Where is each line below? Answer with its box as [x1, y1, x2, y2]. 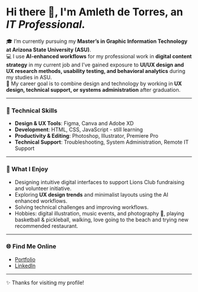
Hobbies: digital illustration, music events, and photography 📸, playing [14, 210, 184, 217]
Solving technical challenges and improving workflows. [14, 203, 149, 211]
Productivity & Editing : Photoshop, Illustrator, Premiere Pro [14, 132, 159, 140]
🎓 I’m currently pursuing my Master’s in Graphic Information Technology [6, 38, 187, 45]
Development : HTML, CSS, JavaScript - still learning [14, 126, 143, 133]
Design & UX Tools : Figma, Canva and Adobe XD [14, 120, 134, 127]
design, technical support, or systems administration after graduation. [6, 86, 181, 93]
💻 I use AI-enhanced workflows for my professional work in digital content [6, 52, 192, 59]
